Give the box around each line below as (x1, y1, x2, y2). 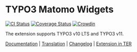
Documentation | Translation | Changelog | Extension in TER (5, 40, 132, 47)
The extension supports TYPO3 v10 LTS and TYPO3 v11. (5, 30, 124, 37)
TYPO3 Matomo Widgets (5, 4, 114, 15)
